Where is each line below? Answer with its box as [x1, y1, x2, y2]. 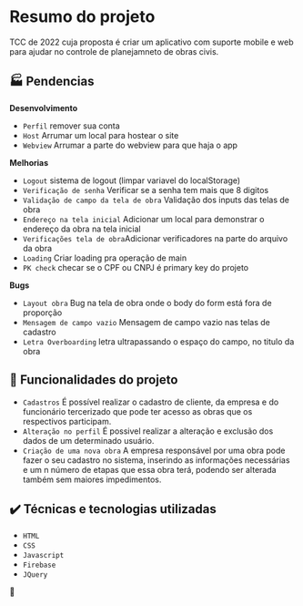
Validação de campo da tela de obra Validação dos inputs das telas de [22, 194, 289, 205]
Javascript [22, 551, 65, 560]
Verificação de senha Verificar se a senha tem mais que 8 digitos [22, 184, 269, 195]
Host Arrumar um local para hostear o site [22, 129, 179, 140]
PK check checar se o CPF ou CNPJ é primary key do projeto [22, 262, 249, 272]
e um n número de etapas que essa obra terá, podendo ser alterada [22, 464, 277, 475]
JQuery [22, 570, 48, 580]
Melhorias [9, 157, 49, 168]
